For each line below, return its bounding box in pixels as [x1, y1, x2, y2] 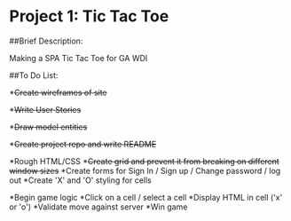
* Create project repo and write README [9, 138, 157, 149]
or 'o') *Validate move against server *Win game [9, 201, 188, 212]
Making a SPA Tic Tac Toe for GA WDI [9, 52, 148, 63]
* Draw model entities [9, 122, 88, 132]
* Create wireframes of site [9, 87, 108, 98]
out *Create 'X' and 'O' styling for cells [9, 175, 153, 185]
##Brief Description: [9, 36, 83, 46]
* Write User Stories [9, 104, 82, 114]
